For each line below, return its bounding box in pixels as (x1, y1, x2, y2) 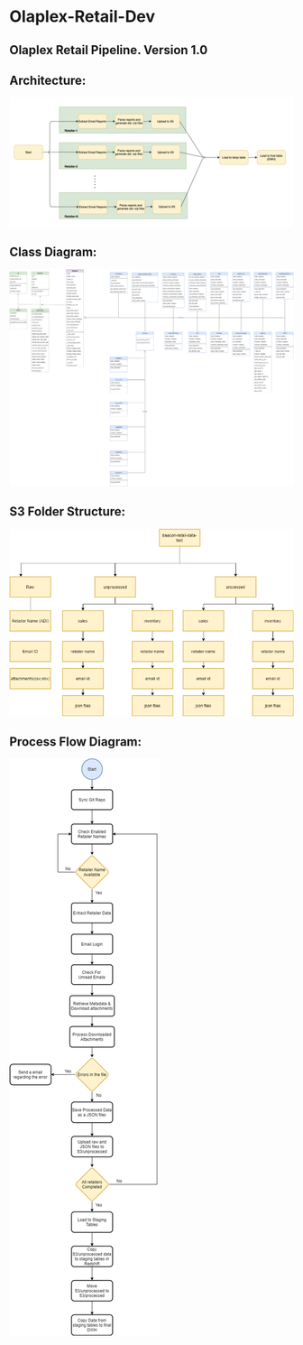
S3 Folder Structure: (9, 504, 126, 520)
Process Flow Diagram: (9, 734, 142, 749)
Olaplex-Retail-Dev (9, 6, 156, 27)
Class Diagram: (9, 245, 97, 260)
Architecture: (9, 72, 87, 88)
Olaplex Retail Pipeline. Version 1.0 (9, 42, 208, 58)
